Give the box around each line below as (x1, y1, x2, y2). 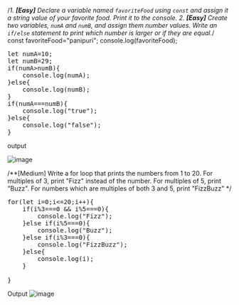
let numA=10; (7, 50, 53, 58)
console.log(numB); (22, 85, 90, 93)
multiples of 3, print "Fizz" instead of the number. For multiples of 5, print (7, 177, 222, 185)
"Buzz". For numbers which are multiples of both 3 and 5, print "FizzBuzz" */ (7, 184, 232, 193)
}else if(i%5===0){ (22, 220, 90, 227)
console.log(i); (37, 255, 94, 262)
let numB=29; (7, 57, 53, 65)
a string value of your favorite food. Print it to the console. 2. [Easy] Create (7, 14, 228, 22)
